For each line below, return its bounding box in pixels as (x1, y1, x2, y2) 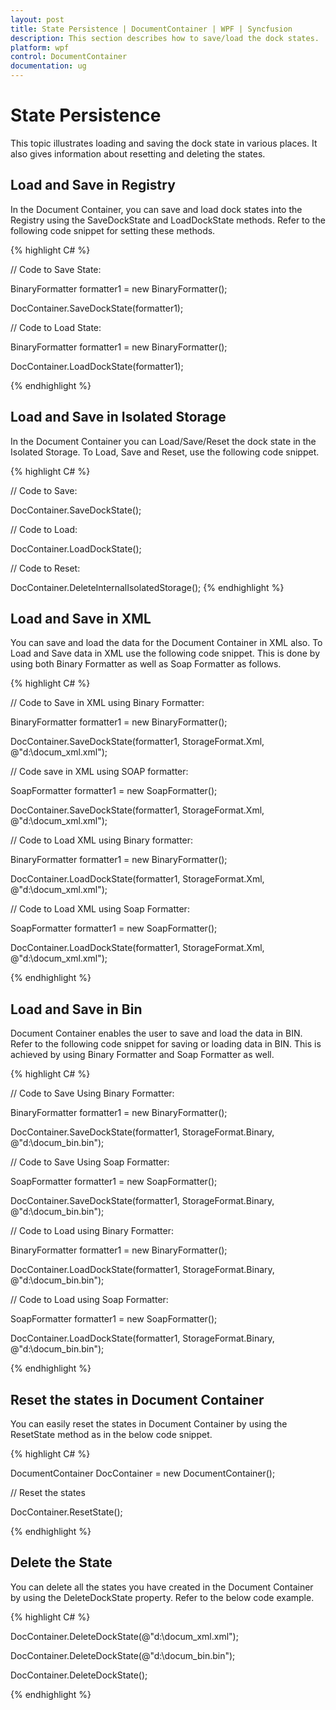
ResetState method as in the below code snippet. (10, 1429, 213, 1440)
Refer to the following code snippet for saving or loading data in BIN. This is (10, 1038, 322, 1050)
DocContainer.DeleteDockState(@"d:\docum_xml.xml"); (10, 1630, 239, 1642)
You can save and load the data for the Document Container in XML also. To (10, 637, 323, 649)
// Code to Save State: (10, 263, 102, 275)
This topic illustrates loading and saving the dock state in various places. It (10, 137, 318, 149)
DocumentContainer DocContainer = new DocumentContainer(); (10, 1467, 276, 1479)
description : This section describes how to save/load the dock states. (10, 33, 320, 43)
